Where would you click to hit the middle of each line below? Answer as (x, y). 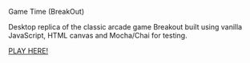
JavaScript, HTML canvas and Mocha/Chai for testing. (98, 35)
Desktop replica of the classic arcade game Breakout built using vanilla (125, 27)
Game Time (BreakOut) (46, 12)
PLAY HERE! (28, 51)
